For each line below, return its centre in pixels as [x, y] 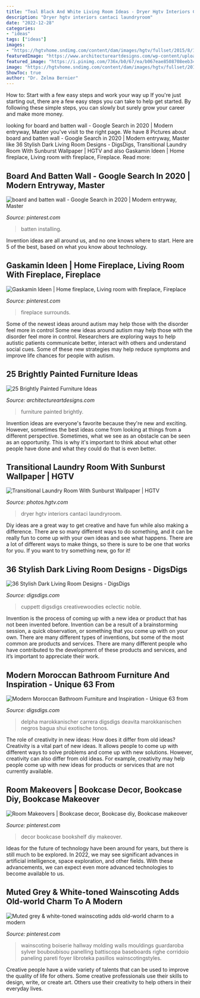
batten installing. [41, 229]
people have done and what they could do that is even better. [81, 448]
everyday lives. [25, 988]
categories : [21, 28]
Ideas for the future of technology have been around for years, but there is [97, 848]
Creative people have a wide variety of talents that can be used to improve [98, 969]
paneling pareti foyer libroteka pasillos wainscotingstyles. [91, 958]
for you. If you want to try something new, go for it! [68, 551]
